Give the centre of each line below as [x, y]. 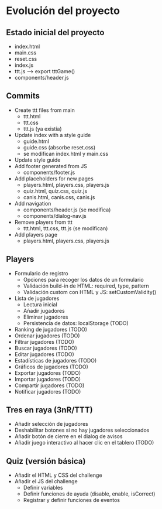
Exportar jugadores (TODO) [47, 373]
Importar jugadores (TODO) [47, 379]
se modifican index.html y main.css [66, 153]
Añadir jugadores [44, 310]
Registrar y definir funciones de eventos [71, 500]
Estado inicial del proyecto [55, 33]
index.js [24, 65]
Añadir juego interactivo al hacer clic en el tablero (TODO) [84, 443]
